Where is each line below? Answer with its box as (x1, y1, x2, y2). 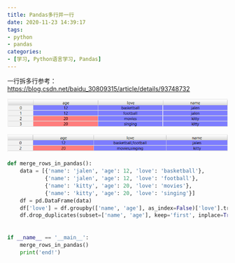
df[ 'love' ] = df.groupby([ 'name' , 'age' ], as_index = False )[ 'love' (20, 204, 218, 212)
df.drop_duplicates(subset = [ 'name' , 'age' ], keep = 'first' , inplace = (20, 212, 224, 219)
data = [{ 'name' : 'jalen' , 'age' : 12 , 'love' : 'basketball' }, (20, 168, 205, 175)
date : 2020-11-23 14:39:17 (7, 18, 86, 26)
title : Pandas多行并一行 (7, 11, 75, 18)
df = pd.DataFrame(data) (20, 197, 92, 204)
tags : (7, 26, 23, 33)
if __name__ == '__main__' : (7, 234, 90, 241)
